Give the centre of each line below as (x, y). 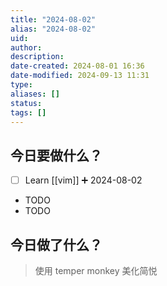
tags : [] (28, 112)
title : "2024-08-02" (53, 19)
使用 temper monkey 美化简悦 (96, 271)
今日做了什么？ (56, 244)
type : (21, 85)
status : (26, 103)
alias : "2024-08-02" (53, 29)
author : (26, 47)
